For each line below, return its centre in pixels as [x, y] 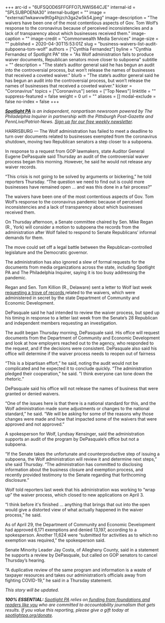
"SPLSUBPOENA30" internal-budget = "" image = [56, 12]
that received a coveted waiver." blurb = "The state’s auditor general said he [82, 75]
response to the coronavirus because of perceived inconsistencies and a [79, 28]
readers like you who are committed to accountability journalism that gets [80, 605]
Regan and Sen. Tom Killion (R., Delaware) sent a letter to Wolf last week [79, 287]
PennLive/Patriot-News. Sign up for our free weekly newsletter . [69, 121]
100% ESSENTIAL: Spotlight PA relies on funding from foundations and [78, 600]
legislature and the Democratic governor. [47, 252]
